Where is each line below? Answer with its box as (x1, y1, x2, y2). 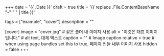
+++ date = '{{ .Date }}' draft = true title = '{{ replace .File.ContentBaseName (5, 4, 160, 10)
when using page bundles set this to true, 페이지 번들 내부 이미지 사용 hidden (5, 41, 157, 47)
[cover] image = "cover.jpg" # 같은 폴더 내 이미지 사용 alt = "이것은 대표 (5, 29, 145, 35)
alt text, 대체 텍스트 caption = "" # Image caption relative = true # (24, 35, 155, 40)
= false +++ (5, 46, 29, 52)
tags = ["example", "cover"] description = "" (5, 19, 94, 24)
